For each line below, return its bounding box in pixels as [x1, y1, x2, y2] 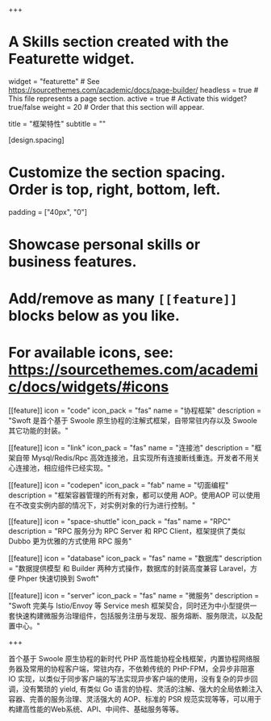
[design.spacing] [8, 135, 65, 145]
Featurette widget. [8, 50, 135, 69]
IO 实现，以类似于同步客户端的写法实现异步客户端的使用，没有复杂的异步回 [8, 674, 258, 684]
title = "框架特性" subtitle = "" [8, 119, 106, 128]
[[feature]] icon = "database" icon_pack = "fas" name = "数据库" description [8, 554, 262, 564]
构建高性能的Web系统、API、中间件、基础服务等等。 [8, 704, 184, 715]
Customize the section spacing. [8, 163, 226, 182]
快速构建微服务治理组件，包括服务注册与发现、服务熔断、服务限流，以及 [15, 611, 256, 621]
